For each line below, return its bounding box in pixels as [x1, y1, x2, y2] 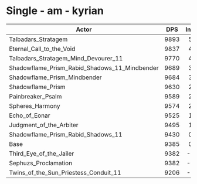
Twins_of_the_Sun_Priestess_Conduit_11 [9, 168, 121, 176]
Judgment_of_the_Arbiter [9, 121, 79, 129]
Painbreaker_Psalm [9, 92, 62, 100]
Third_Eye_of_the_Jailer [9, 149, 74, 158]
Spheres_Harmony [9, 101, 60, 110]
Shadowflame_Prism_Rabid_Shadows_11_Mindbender [9, 63, 159, 71]
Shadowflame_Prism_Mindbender [9, 73, 102, 81]
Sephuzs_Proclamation [9, 159, 73, 167]
